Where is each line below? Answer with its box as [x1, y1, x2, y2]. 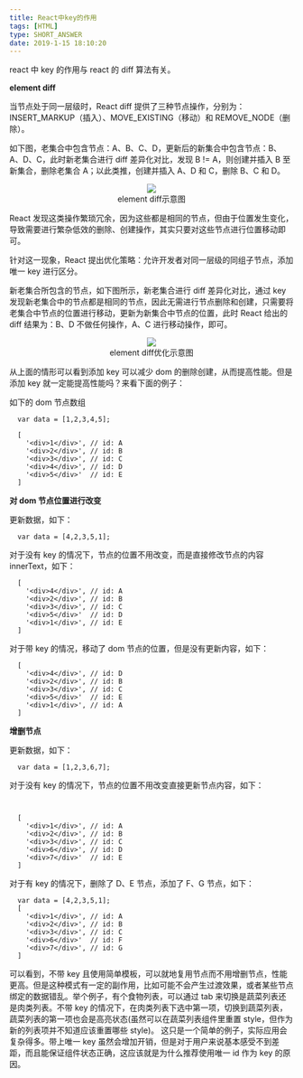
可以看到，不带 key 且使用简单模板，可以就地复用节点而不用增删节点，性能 [9, 969, 288, 980]
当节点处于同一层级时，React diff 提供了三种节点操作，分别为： [9, 101, 245, 112]
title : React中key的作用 [9, 13, 97, 23]
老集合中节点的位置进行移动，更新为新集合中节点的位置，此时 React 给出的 [9, 308, 289, 319]
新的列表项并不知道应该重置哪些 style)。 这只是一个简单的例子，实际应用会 [9, 1025, 288, 1036]
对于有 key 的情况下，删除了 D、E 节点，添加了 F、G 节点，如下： [9, 878, 254, 889]
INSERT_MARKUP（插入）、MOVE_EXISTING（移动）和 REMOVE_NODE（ [9, 112, 283, 123]
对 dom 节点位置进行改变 [9, 495, 102, 506]
